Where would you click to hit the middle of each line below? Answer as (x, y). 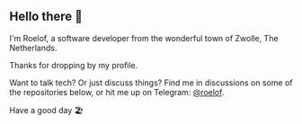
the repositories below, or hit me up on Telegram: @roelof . (117, 92)
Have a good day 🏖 (46, 110)
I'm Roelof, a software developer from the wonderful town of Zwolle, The (144, 38)
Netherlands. (33, 48)
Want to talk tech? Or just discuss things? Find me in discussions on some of (151, 83)
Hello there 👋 (46, 17)
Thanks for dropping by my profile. (74, 65)
